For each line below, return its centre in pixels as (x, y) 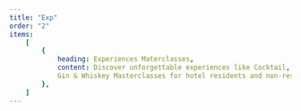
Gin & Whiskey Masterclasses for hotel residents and (159, 76)
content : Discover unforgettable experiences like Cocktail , (174, 68)
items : (21, 34)
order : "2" (30, 26)
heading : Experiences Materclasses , (125, 59)
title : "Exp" (34, 17)
